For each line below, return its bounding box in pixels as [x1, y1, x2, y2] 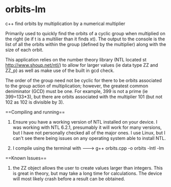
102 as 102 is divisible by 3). [5, 99, 64, 105]
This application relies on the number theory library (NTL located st [5, 56, 147, 62]
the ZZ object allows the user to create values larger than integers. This [12, 165, 163, 171]
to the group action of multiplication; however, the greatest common [5, 83, 149, 89]
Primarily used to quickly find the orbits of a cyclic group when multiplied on [5, 30, 166, 36]
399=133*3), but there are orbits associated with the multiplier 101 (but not [5, 93, 162, 100]
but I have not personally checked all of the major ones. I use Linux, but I [12, 129, 166, 136]
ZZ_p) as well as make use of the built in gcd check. [5, 67, 115, 74]
